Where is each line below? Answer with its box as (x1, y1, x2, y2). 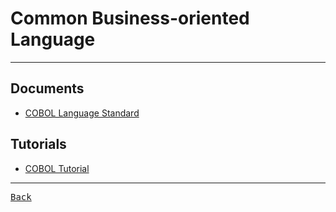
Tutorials (10, 136, 67, 153)
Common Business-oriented (10, 7, 250, 30)
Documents (10, 80, 85, 97)
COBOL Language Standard (24, 107, 140, 119)
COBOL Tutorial (24, 162, 90, 174)
